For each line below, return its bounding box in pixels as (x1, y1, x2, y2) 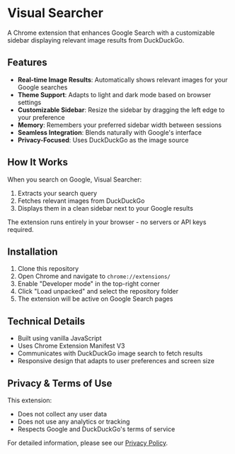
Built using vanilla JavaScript (17, 334, 102, 343)
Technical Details (7, 315, 86, 327)
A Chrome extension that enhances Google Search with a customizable (7, 28, 215, 37)
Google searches (17, 83, 68, 92)
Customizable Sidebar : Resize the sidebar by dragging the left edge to (17, 105, 225, 114)
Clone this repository (17, 265, 79, 273)
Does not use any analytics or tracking (17, 417, 130, 426)
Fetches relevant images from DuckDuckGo (17, 196, 145, 205)
